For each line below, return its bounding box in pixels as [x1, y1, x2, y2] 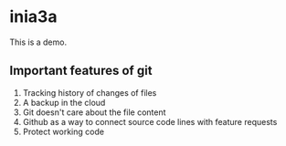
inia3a [9, 6, 58, 27]
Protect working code [22, 126, 105, 137]
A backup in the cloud [22, 97, 106, 108]
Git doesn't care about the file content [22, 107, 166, 118]
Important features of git [9, 63, 153, 78]
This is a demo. [9, 36, 67, 47]
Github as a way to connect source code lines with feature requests [22, 116, 278, 127]
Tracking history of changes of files [22, 87, 157, 98]
